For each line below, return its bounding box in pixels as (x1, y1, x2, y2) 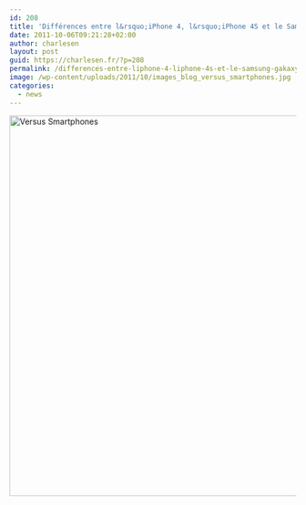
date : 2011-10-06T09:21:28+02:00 (9, 30, 137, 39)
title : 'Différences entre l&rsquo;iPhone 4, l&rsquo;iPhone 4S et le (9, 22, 283, 31)
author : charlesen (9, 38, 79, 48)
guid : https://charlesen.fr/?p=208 (9, 56, 145, 65)
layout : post (9, 47, 59, 57)
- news (17, 89, 43, 98)
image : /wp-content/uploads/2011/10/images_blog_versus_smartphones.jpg (9, 73, 291, 82)
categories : (9, 81, 55, 90)
